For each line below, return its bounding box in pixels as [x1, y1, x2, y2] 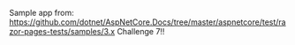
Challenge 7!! [117, 26, 165, 36]
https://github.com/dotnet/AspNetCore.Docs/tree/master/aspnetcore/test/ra [9, 17, 286, 27]
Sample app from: [9, 8, 75, 18]
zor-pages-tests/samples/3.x [9, 26, 116, 36]
